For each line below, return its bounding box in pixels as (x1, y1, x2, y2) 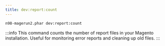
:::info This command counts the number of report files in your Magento (5, 30, 154, 36)
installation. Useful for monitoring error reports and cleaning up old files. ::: (5, 35, 160, 41)
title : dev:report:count (5, 7, 57, 12)
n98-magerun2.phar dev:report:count (5, 21, 82, 26)
